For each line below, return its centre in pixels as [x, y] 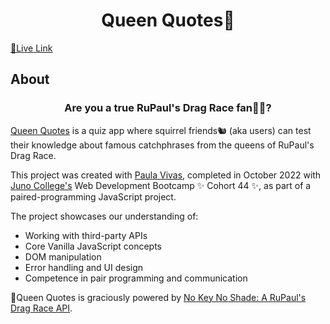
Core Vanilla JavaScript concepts [93, 246]
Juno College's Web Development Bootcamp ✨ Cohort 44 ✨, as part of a [161, 185]
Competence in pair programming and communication [136, 278]
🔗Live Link [31, 48]
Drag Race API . [41, 308]
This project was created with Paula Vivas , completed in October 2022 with [166, 175]
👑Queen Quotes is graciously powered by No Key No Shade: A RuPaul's [158, 297]
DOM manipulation [63, 256]
